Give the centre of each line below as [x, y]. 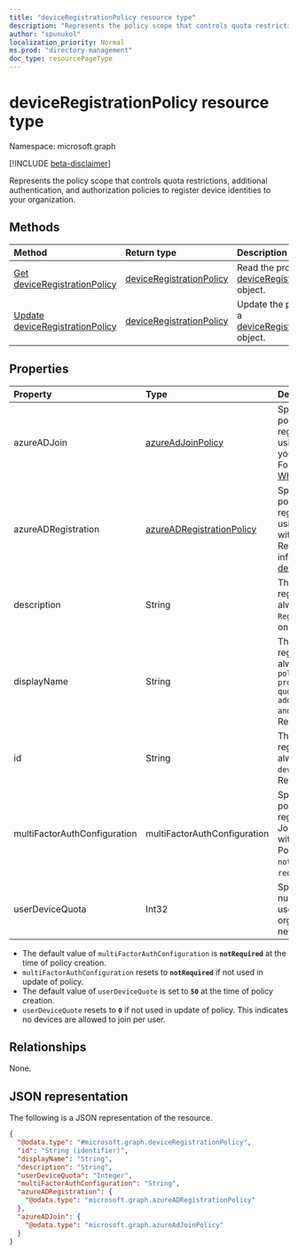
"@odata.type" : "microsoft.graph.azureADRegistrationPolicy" [140, 1201]
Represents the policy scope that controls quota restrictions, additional [138, 180]
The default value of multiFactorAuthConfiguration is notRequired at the [154, 953]
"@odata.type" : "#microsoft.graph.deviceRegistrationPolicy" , [134, 1143]
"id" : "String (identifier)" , [73, 1150]
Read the [255, 268]
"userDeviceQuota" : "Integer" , [75, 1175]
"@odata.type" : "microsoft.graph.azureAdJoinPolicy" [125, 1225]
